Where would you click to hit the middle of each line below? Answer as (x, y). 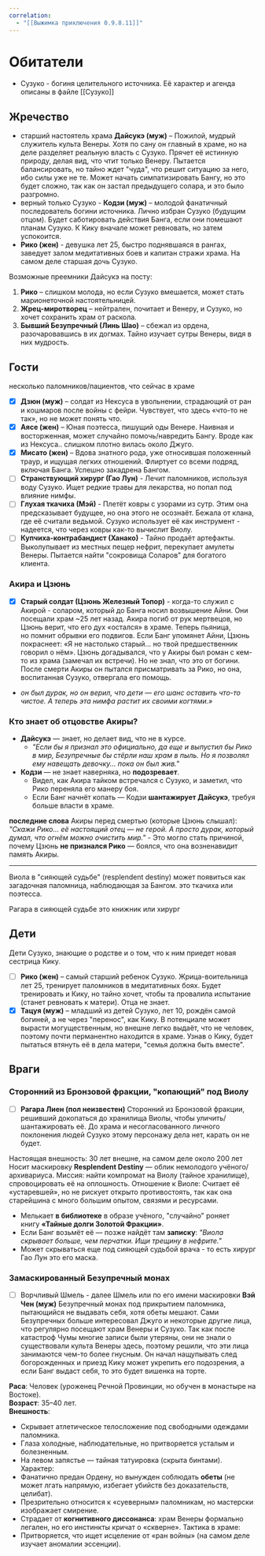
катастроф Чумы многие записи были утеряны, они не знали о (126, 1338)
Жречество (39, 116)
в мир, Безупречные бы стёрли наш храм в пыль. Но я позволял (141, 756)
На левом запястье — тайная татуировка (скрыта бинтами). (121, 1461)
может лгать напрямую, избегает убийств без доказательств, (124, 1485)
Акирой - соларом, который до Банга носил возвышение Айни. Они (134, 610)
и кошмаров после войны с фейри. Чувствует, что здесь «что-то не (134, 410)
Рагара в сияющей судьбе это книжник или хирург (95, 909)
